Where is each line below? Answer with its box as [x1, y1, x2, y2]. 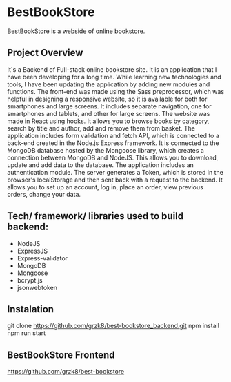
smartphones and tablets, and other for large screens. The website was [7, 109, 210, 117]
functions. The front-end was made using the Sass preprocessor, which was [7, 87, 225, 95]
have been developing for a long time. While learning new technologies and [7, 73, 222, 81]
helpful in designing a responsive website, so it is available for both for [7, 95, 208, 103]
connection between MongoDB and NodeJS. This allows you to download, [7, 153, 219, 162]
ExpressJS [17, 247, 48, 255]
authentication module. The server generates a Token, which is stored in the [7, 168, 224, 176]
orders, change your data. [7, 190, 81, 198]
